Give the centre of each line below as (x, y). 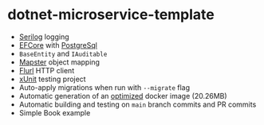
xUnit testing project (52, 79)
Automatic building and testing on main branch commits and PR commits (138, 104)
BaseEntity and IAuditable (63, 53)
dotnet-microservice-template (111, 15)
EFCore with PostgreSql (58, 45)
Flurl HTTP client (47, 70)
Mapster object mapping (59, 62)
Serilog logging (44, 37)
